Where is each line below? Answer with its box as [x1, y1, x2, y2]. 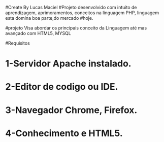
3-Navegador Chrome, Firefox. [5, 104, 138, 116]
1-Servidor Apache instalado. [5, 58, 132, 69]
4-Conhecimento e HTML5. [5, 127, 123, 139]
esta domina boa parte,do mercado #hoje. [5, 15, 93, 21]
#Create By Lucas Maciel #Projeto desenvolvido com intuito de [5, 5, 137, 10]
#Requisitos [5, 40, 30, 46]
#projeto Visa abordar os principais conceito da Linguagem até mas [5, 25, 147, 31]
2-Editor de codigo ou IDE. [5, 81, 118, 93]
